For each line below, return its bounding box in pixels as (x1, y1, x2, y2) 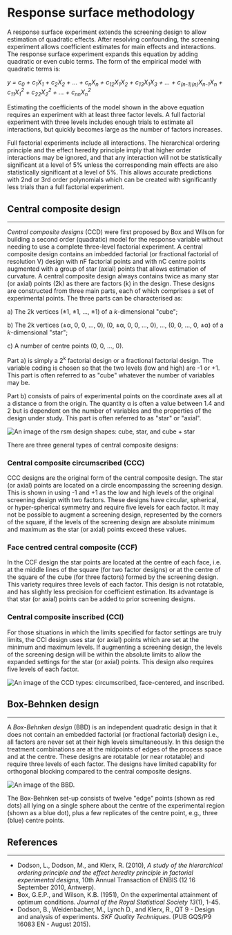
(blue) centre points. (7, 816, 66, 825)
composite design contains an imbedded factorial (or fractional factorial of (7, 250, 219, 258)
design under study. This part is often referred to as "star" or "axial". (7, 413, 202, 422)
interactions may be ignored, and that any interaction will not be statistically (7, 154, 222, 162)
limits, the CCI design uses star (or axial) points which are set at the (7, 635, 199, 643)
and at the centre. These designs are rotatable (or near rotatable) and (7, 753, 205, 761)
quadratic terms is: (7, 64, 61, 73)
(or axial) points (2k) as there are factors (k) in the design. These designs (7, 279, 215, 287)
